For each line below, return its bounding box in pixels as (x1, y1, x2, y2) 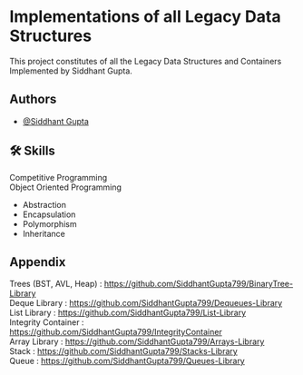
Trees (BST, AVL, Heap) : (9, 279, 103, 290)
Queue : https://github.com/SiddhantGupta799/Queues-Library (9, 356, 245, 367)
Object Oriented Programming (9, 182, 122, 192)
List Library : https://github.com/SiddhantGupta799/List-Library (9, 307, 247, 319)
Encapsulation (22, 209, 76, 220)
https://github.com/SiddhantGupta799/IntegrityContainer (9, 327, 222, 338)
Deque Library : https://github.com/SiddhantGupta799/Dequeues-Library (9, 298, 283, 309)
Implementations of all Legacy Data (9, 6, 281, 27)
